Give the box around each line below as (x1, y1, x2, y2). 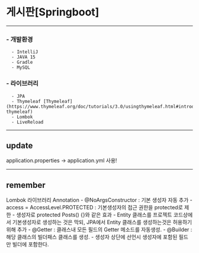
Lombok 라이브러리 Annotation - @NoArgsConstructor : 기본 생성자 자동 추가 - (6, 196, 192, 204)
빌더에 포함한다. (12, 241, 49, 248)
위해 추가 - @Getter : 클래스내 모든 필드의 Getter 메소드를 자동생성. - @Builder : (6, 226, 192, 233)
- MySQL (11, 64, 31, 71)
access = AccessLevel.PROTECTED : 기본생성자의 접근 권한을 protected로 (6, 204, 184, 211)
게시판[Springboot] (6, 5, 99, 19)
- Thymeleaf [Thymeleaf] (11, 98, 73, 104)
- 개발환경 (6, 35, 33, 43)
